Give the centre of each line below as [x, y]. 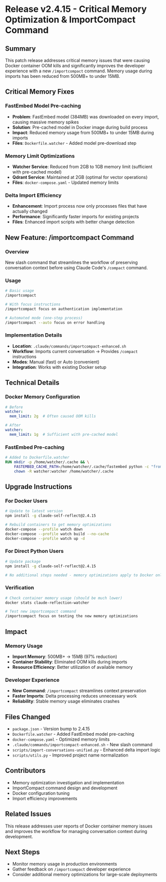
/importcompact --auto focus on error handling [55, 323]
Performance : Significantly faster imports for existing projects [76, 217]
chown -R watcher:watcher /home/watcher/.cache [64, 471]
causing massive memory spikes [45, 122]
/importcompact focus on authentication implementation [64, 309]
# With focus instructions [33, 304]
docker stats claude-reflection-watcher [47, 603]
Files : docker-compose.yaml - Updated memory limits [65, 182]
